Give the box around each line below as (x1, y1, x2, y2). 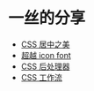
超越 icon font (20, 49, 71, 60)
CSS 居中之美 (20, 39, 70, 49)
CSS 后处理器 (20, 61, 70, 72)
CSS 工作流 (20, 72, 62, 82)
